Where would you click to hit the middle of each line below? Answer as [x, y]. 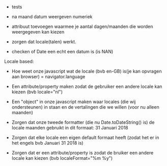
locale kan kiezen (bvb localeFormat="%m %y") [62, 158]
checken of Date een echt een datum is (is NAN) [62, 52]
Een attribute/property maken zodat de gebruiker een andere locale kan [87, 86]
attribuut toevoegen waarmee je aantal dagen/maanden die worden [82, 26]
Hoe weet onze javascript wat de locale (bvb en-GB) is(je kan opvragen [87, 71]
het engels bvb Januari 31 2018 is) [48, 143]
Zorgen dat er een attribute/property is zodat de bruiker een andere [82, 153]
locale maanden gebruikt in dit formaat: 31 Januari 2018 [70, 128]
